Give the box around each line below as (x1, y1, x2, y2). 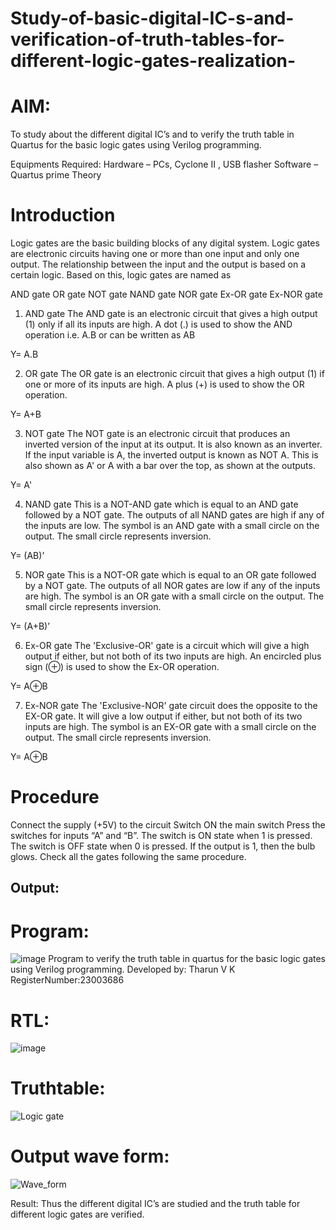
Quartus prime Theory (10, 169, 102, 181)
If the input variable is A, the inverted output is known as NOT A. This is (24, 449, 319, 461)
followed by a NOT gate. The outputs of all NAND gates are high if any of (24, 509, 325, 521)
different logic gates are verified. (10, 1208, 145, 1221)
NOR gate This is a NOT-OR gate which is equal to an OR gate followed (24, 569, 317, 581)
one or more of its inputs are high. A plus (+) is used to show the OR (24, 378, 305, 391)
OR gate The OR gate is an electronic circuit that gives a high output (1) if (24, 368, 325, 380)
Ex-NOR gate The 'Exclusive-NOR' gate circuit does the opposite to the (24, 700, 318, 712)
